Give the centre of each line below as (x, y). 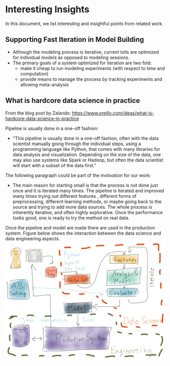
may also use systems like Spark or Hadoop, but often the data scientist (88, 160)
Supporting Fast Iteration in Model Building (75, 40)
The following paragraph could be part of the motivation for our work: (78, 175)
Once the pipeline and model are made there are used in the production (80, 227)
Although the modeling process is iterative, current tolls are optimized (86, 52)
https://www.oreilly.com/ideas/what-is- (113, 113)
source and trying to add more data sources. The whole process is (82, 207)
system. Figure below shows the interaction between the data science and (83, 233)
